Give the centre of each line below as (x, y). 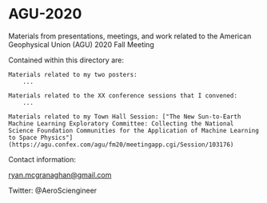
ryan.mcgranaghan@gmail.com (60, 175)
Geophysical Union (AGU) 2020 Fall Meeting (81, 44)
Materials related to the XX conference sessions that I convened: (123, 96)
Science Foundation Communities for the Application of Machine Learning (134, 130)
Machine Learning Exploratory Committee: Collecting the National (121, 123)
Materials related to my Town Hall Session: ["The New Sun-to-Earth (125, 117)
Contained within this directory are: (66, 60)
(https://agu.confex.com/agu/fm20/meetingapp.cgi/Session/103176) (121, 145)
